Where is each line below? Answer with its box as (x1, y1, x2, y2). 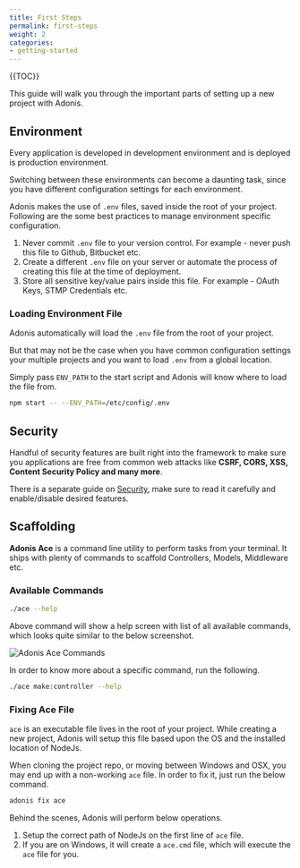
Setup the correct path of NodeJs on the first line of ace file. (21, 830, 244, 840)
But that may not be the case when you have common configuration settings (9, 345, 291, 356)
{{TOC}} (9, 71, 40, 81)
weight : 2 (9, 30, 47, 38)
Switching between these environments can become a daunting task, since (9, 174, 287, 184)
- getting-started (9, 47, 78, 55)
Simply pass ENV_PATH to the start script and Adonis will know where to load (9, 372, 287, 383)
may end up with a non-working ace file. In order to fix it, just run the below (9, 770, 286, 780)
